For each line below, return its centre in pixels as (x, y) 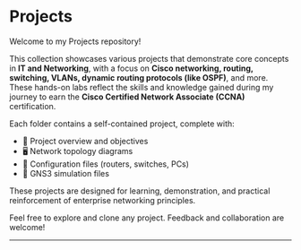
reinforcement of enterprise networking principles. (103, 200)
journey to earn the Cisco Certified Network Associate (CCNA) (127, 97)
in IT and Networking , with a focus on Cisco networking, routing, (131, 68)
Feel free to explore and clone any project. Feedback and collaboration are (147, 218)
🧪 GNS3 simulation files (66, 173)
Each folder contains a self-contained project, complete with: (122, 124)
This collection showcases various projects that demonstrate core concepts (149, 58)
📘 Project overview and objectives (85, 141)
